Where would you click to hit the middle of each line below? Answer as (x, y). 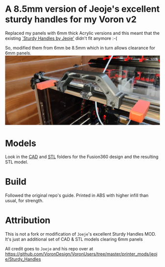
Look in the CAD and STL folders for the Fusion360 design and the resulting (82, 157)
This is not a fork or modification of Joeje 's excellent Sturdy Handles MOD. (81, 234)
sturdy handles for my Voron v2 (71, 19)
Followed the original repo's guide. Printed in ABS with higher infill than (77, 195)
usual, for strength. (24, 201)
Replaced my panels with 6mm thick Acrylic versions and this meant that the (82, 33)
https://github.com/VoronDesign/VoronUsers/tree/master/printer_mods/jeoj (81, 254)
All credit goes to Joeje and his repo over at (49, 249)
